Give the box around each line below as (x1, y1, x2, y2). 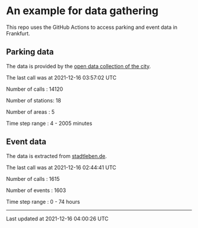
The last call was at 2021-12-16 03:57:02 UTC (6, 74, 117, 81)
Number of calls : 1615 (6, 175, 60, 182)
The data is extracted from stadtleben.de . (6, 152, 107, 160)
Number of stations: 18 (6, 97, 61, 104)
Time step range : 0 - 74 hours (6, 198, 81, 205)
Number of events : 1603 (6, 187, 67, 194)
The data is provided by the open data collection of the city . (6, 62, 151, 70)
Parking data (6, 47, 54, 57)
